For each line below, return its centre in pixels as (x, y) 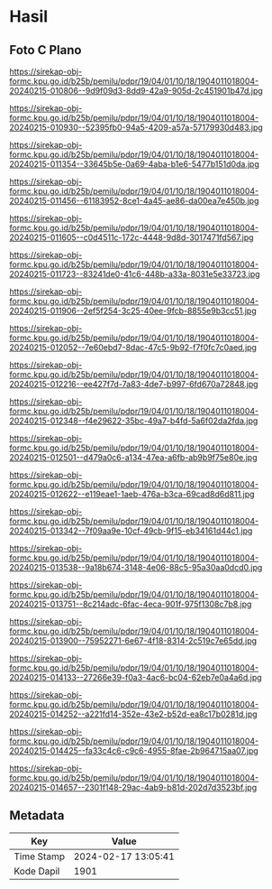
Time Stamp (40, 857)
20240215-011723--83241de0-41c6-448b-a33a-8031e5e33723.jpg (135, 274)
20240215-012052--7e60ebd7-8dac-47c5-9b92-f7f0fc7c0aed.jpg (133, 347)
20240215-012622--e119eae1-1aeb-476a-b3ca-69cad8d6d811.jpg (132, 494)
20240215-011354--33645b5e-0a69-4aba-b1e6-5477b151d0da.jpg (134, 164)
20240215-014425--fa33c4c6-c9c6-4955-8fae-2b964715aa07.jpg (134, 750)
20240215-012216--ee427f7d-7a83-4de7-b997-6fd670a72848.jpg (134, 384)
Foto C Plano (45, 50)
